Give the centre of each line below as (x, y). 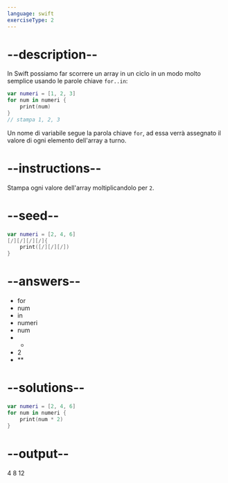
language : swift (30, 14)
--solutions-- (46, 388)
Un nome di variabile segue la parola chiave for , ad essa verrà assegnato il (114, 133)
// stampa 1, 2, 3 (34, 120)
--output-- (38, 453)
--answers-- (44, 281)
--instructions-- (54, 168)
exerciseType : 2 (30, 20)
